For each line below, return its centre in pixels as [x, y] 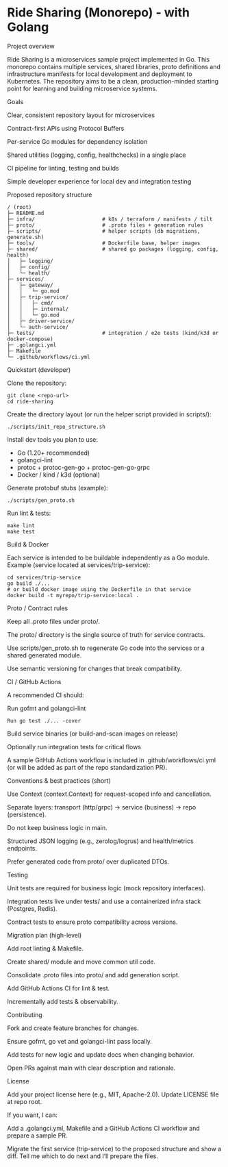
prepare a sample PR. [37, 1135]
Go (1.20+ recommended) [53, 453]
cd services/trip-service [44, 577]
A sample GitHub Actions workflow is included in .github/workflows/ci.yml [112, 760]
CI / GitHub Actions [34, 681]
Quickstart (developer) [39, 369]
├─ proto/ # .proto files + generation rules [105, 225]
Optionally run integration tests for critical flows [74, 746]
